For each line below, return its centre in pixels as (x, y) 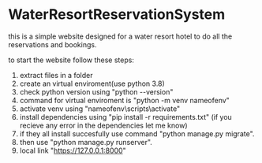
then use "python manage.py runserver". (86, 142)
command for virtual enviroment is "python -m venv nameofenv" (125, 100)
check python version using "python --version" (96, 91)
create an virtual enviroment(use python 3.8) (92, 83)
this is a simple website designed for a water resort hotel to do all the (120, 36)
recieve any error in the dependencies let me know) (103, 125)
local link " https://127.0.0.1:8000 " (73, 150)
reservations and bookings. (52, 44)
